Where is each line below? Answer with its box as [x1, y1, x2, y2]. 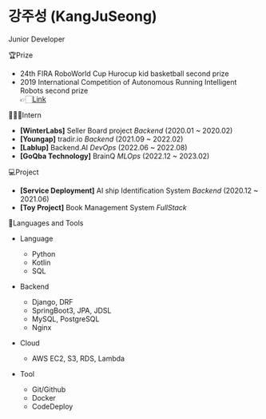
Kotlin [31, 257, 51, 267]
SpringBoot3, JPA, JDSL [31, 305, 112, 315]
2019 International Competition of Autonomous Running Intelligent [19, 77, 237, 86]
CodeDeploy [31, 401, 73, 411]
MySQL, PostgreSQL [31, 313, 100, 324]
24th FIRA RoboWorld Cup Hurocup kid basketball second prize [19, 69, 229, 78]
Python [31, 249, 56, 258]
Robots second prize [19, 86, 89, 95]
